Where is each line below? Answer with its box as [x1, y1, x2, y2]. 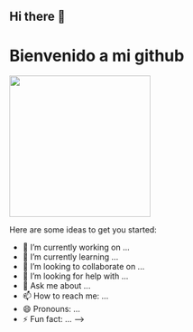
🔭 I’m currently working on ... [22, 242, 130, 253]
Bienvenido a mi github [9, 45, 185, 66]
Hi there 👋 [9, 9, 66, 24]
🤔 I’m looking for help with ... [22, 270, 129, 281]
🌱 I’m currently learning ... [22, 251, 119, 262]
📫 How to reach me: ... [22, 290, 109, 301]
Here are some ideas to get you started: [9, 224, 158, 235]
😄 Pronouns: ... [22, 304, 81, 315]
